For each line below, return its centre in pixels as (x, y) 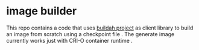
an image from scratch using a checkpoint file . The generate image (90, 34)
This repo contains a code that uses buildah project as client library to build (100, 28)
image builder (42, 11)
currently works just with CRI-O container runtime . (69, 40)
